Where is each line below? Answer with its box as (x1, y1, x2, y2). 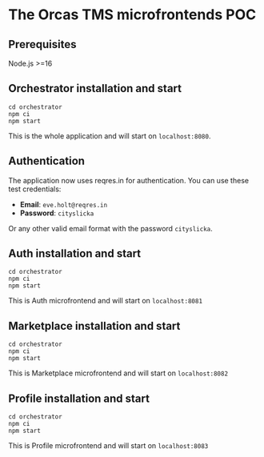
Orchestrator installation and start (8, 82, 182, 95)
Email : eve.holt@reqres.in (19, 199, 108, 209)
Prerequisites (8, 38, 77, 51)
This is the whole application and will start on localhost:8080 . (8, 130, 211, 141)
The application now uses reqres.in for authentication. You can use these (8, 175, 250, 185)
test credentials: (8, 184, 62, 194)
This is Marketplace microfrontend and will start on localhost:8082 (8, 368, 229, 378)
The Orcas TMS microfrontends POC (8, 6, 257, 24)
